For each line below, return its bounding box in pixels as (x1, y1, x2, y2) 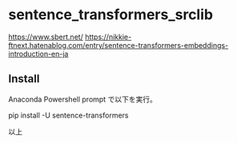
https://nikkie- (85, 32, 132, 42)
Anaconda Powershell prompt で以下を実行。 (8, 94, 158, 104)
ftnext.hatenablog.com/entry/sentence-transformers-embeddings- (8, 40, 229, 50)
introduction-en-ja (8, 49, 69, 58)
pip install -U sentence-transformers (8, 110, 129, 120)
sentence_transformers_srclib (8, 6, 214, 24)
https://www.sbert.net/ (8, 32, 84, 42)
